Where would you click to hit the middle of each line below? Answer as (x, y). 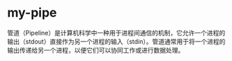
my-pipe (32, 13)
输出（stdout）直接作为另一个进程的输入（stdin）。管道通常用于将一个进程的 (116, 41)
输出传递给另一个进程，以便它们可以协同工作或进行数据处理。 (96, 50)
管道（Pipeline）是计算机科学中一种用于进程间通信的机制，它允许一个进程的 (116, 33)
